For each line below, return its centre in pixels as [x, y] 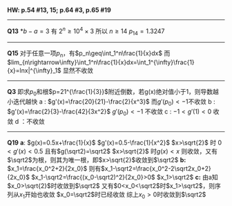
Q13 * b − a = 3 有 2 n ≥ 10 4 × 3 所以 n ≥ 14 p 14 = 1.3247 [86, 31]
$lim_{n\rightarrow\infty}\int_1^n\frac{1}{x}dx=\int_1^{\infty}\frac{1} [101, 62]
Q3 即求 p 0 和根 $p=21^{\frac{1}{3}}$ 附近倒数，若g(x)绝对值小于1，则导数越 [113, 93]
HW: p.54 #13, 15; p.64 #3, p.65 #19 [59, 10]
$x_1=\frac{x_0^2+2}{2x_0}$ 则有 [54, 168]
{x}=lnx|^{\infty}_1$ [35, 71]
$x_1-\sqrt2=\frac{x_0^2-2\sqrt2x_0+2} [156, 168]
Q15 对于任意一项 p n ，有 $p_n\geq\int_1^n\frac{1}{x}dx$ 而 [89, 54]
